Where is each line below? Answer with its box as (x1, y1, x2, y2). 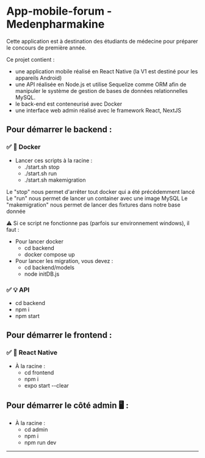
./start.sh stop (24, 163, 60, 171)
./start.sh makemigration (24, 176, 86, 183)
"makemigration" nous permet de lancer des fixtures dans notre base (6, 201, 181, 209)
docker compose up (24, 251, 75, 258)
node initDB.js (24, 270, 60, 278)
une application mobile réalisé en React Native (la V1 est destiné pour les (15, 67, 198, 75)
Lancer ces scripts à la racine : (15, 157, 93, 164)
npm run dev (24, 439, 57, 446)
